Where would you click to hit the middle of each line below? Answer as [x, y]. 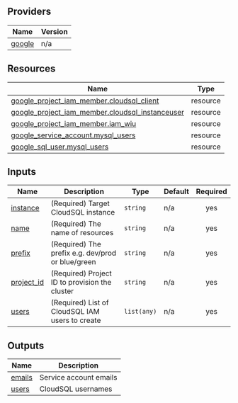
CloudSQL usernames [76, 389]
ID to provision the [81, 283]
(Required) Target [80, 203]
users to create [76, 320]
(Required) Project [81, 273]
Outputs [26, 345]
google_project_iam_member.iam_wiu [74, 123]
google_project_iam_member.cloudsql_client [85, 101]
